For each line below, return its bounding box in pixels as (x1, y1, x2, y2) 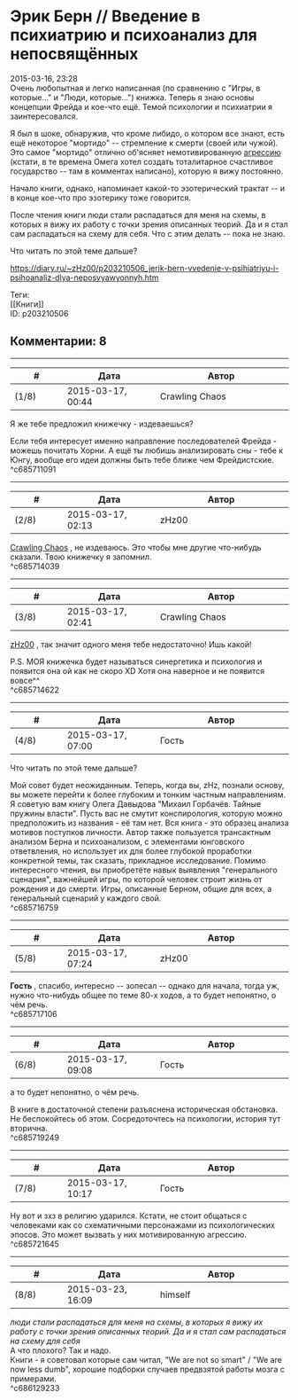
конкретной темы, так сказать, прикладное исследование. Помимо (10, 855, 266, 865)
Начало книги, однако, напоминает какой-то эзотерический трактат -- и (10, 183, 286, 193)
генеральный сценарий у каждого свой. (10, 893, 162, 903)
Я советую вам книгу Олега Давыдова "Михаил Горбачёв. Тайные (10, 798, 262, 809)
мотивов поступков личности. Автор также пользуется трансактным (10, 826, 271, 837)
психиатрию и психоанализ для (10, 25, 257, 45)
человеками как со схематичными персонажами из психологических (10, 1219, 275, 1230)
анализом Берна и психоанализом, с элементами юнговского (10, 836, 245, 847)
